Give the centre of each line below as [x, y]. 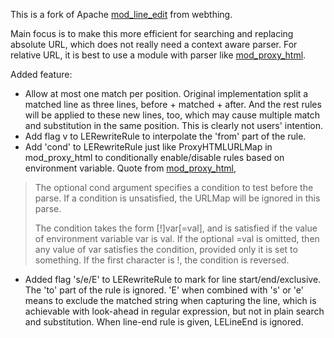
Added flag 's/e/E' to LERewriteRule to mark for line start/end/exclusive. [173, 279]
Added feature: [41, 74]
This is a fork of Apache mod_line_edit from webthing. [121, 14]
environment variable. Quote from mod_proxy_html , [130, 168]
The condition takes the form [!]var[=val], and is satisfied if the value [176, 228]
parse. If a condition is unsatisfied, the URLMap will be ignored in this [177, 198]
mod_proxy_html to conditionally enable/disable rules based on [154, 157]
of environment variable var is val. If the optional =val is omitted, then [177, 238]
